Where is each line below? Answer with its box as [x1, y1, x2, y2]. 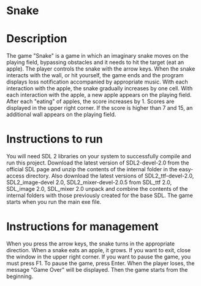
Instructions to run [6, 133, 103, 146]
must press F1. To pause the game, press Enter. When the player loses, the [6, 260, 195, 267]
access [6, 172, 25, 180]
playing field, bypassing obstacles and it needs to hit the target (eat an [6, 59, 184, 66]
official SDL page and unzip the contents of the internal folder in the [6, 166, 178, 173]
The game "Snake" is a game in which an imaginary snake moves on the [6, 52, 189, 60]
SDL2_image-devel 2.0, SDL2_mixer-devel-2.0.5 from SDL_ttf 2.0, [6, 179, 172, 186]
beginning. [6, 272, 34, 280]
